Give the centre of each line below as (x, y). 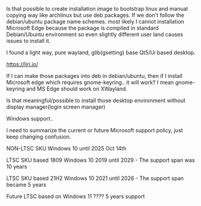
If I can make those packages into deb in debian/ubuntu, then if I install (94, 76)
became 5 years (26, 185)
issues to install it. (28, 41)
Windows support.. (30, 118)
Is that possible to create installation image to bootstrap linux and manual (97, 9)
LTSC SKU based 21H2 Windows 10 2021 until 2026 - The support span (95, 178)
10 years (17, 166)
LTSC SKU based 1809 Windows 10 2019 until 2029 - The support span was (101, 160)
